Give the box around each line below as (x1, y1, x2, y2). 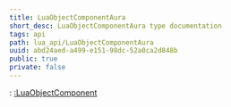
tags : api (9, 29, 47, 38)
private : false (9, 63, 66, 72)
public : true (9, 54, 58, 63)
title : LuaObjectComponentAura (9, 12, 126, 22)
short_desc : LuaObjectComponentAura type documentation (9, 21, 222, 30)
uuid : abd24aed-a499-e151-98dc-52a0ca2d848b (9, 46, 178, 55)
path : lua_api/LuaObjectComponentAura (9, 37, 154, 47)
